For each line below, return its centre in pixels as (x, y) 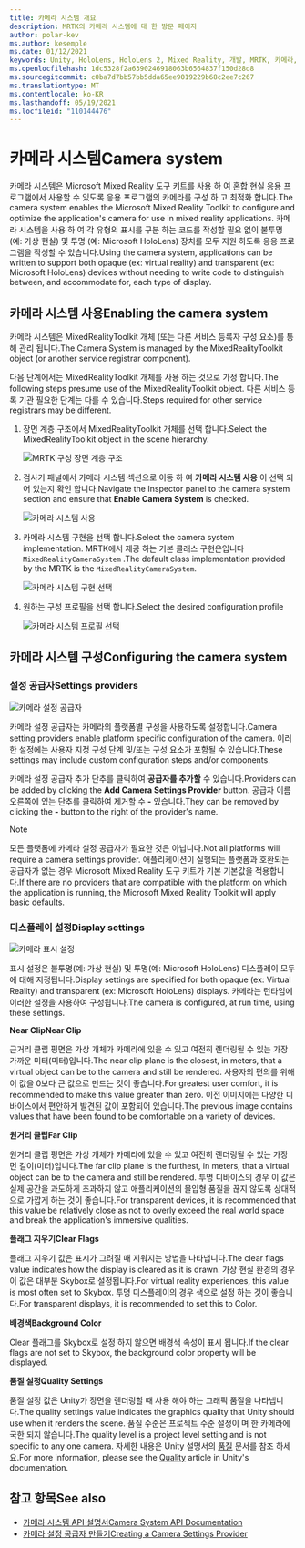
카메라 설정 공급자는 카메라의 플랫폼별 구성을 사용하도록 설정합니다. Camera (143, 726)
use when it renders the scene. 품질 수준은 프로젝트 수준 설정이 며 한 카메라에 (150, 1423)
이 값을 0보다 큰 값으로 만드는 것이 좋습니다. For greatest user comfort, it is (144, 1083)
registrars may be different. (61, 410)
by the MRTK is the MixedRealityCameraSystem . (110, 569)
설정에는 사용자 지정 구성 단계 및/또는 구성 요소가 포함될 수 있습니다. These (151, 749)
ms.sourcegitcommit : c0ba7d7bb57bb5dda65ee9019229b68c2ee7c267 (132, 77)
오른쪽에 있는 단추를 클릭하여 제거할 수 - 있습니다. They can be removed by (144, 801)
